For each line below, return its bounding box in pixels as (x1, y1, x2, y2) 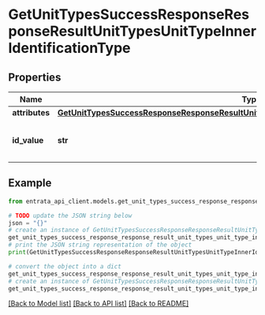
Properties (8, 70, 62, 84)
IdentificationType (8, 39, 132, 57)
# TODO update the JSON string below (8, 212, 132, 219)
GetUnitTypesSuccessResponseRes (8, 6, 250, 24)
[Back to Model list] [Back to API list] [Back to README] (8, 298, 189, 309)
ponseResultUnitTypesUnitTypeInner (8, 22, 257, 40)
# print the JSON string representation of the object (8, 241, 192, 249)
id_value (12, 135, 44, 145)
